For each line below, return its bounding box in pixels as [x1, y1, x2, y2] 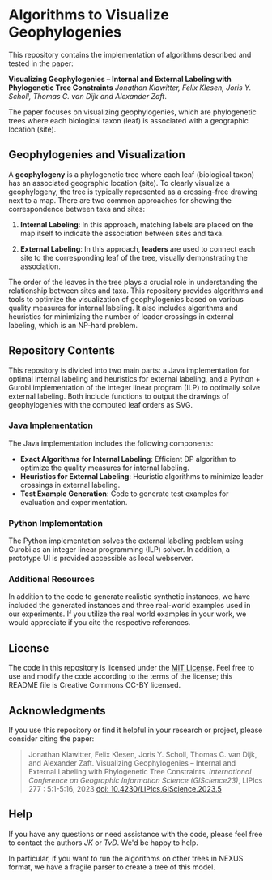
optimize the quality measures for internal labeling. [19, 463, 189, 472]
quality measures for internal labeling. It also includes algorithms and [8, 303, 238, 313]
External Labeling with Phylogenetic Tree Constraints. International [28, 767, 252, 777]
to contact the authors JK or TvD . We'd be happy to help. [8, 838, 198, 848]
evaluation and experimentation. [19, 497, 128, 507]
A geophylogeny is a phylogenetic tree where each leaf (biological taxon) [8, 169, 255, 179]
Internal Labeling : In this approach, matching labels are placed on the [19, 219, 253, 229]
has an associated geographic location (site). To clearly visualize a [8, 178, 231, 188]
